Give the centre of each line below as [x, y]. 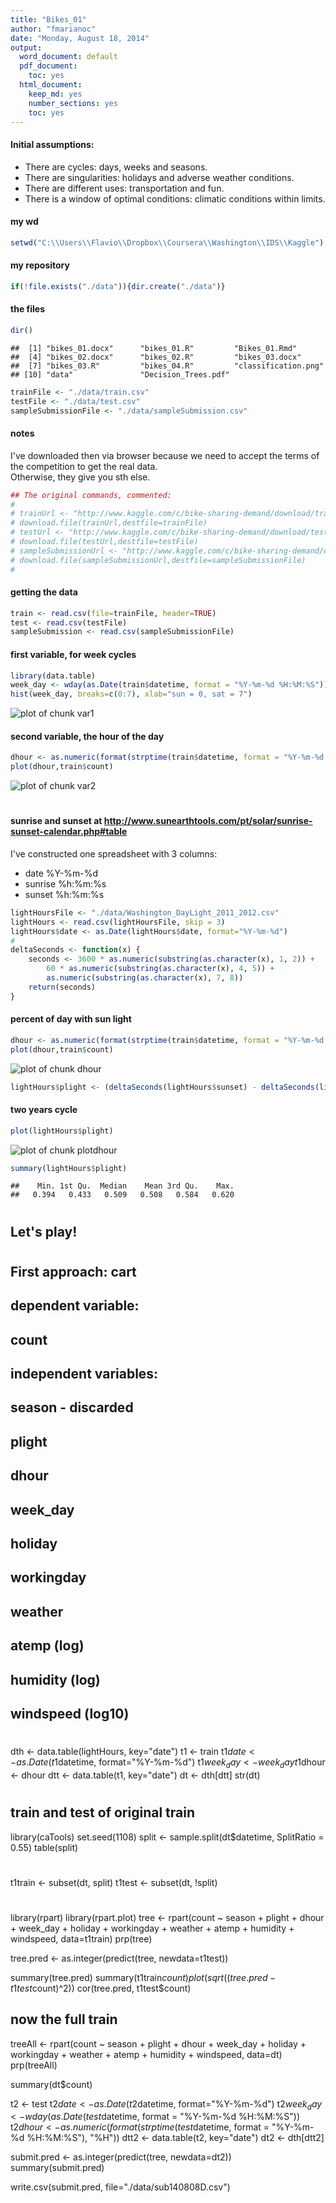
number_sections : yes [73, 103]
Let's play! [44, 1231]
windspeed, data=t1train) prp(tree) [81, 1938]
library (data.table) [53, 676]
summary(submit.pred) [57, 2168]
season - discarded [72, 1407]
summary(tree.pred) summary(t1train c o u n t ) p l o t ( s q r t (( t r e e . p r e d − [143, 1977]
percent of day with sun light [71, 1019]
